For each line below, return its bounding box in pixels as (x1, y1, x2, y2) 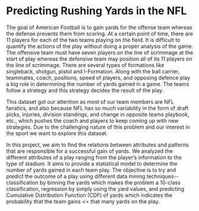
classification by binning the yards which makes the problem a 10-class (6, 179, 181, 186)
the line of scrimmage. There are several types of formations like (6, 61, 165, 69)
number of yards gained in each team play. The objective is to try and (6, 166, 176, 173)
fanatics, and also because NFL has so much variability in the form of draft (6, 104, 189, 111)
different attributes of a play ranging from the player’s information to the (6, 154, 182, 161)
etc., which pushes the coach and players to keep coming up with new (6, 117, 179, 124)
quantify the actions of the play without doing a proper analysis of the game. (6, 43, 194, 50)
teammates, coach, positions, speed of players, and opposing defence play (6, 74, 191, 81)
